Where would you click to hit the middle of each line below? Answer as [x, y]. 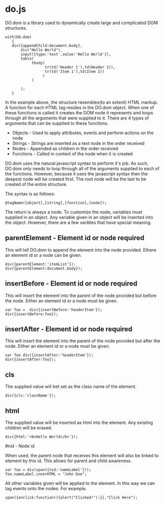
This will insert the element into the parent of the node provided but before [81, 295]
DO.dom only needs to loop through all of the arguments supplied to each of [82, 168]
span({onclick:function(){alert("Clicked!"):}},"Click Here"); [71, 498]
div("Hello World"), [42, 50]
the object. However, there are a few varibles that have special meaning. [78, 222]
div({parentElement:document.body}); [44, 268]
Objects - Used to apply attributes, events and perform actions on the [83, 133]
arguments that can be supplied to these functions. [57, 123]
